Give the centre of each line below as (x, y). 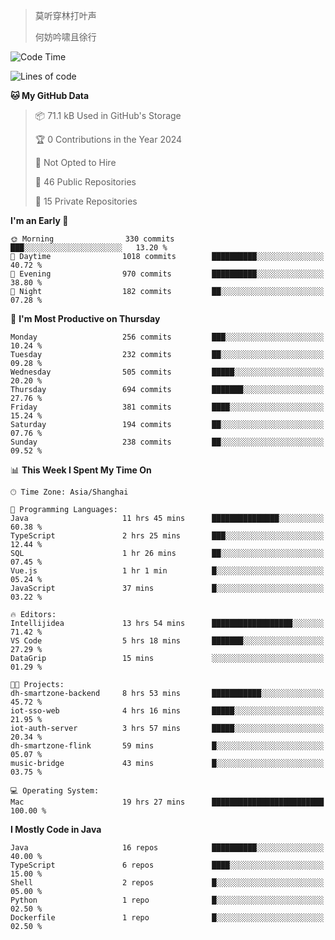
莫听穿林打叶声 (65, 15)
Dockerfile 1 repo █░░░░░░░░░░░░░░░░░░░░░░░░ (167, 918)
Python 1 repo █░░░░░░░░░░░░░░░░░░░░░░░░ (167, 900)
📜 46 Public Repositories (85, 182)
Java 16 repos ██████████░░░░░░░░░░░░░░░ (167, 848)
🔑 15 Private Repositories (86, 201)
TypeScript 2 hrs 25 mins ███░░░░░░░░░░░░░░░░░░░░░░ (167, 536)
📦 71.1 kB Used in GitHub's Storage (108, 115)
